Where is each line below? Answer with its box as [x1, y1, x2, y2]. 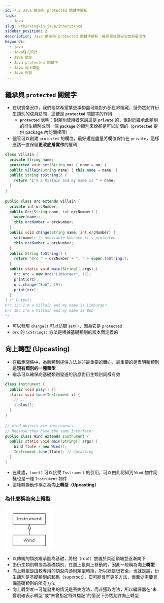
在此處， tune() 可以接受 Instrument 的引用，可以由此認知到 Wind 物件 [12, 469, 154, 475]
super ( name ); [14, 215, 41, 220]
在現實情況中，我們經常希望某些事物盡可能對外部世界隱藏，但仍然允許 [12, 104, 155, 111]
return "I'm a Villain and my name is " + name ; [14, 178, 116, 183]
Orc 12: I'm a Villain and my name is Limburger [5, 303, 107, 308]
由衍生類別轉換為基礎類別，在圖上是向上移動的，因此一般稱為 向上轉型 [12, 562, 155, 567]
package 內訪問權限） [25, 129, 70, 135]
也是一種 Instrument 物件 [16, 475, 67, 481]
